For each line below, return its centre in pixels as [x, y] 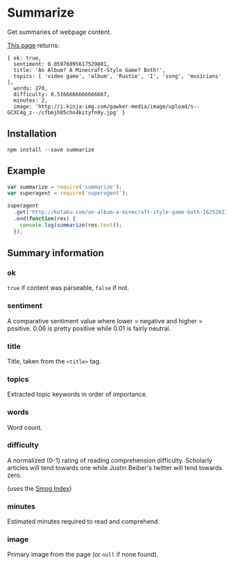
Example [26, 171]
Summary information [55, 253]
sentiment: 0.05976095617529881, [62, 64]
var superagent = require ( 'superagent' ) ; [68, 193]
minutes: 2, [31, 100]
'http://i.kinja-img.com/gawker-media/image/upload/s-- [117, 106]
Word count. [25, 427]
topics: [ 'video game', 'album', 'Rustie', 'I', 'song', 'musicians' [118, 76]
